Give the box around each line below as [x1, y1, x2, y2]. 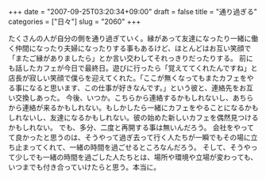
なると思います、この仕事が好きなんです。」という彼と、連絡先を [29, 83, 240, 93]
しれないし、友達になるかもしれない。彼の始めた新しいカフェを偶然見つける [8, 113, 259, 122]
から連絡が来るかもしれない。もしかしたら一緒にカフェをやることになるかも [8, 103, 259, 112]
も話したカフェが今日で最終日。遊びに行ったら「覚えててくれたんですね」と [8, 63, 258, 73]
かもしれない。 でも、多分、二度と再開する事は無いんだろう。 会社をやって [8, 123, 255, 132]
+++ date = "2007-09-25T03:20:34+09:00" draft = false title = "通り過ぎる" [8, 7, 258, 16]
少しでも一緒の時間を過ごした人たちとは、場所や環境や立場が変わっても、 [14, 153, 258, 162]
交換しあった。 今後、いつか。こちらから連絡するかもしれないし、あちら [14, 93, 254, 102]
